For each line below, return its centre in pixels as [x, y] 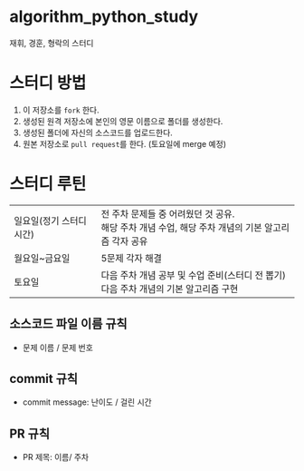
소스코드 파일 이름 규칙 [69, 324]
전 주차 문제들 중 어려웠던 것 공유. [168, 213]
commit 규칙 [44, 379]
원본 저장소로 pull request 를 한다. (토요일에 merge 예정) [124, 143]
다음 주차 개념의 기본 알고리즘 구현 [170, 289]
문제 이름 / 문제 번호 [57, 348]
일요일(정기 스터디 [51, 221]
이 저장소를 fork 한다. [61, 110]
